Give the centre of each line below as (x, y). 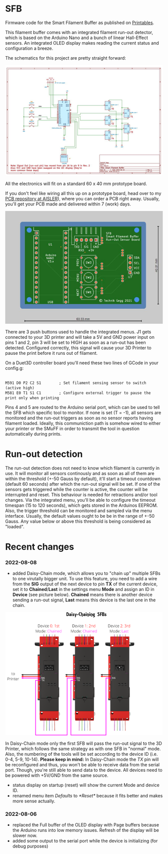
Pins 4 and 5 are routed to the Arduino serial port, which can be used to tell (82, 407)
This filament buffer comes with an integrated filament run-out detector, (79, 32)
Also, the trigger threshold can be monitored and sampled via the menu (79, 510)
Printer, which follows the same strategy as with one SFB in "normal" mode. (83, 749)
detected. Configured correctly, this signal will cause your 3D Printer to (78, 348)
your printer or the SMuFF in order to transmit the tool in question (72, 429)
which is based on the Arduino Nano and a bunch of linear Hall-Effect (77, 38)
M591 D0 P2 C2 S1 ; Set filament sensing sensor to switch (76, 383)
